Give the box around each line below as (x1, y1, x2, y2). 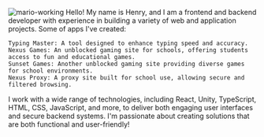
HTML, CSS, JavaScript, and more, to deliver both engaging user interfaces (8, 103, 254, 112)
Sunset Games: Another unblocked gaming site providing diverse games (8, 60, 245, 68)
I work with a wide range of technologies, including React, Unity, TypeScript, (8, 94, 257, 104)
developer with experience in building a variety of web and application (8, 16, 236, 25)
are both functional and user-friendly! (8, 120, 130, 129)
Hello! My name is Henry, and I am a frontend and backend (65, 8, 257, 17)
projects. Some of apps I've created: (8, 24, 127, 33)
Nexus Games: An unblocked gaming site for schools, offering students (8, 46, 248, 54)
